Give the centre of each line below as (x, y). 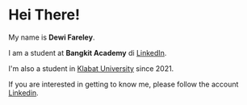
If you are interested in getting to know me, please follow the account (123, 84)
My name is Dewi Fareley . (52, 37)
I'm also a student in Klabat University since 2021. (91, 68)
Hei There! (44, 15)
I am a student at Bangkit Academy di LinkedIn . (88, 52)
